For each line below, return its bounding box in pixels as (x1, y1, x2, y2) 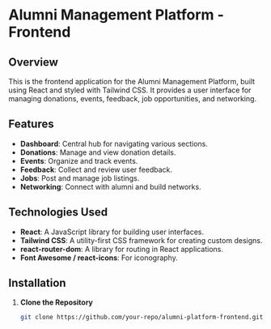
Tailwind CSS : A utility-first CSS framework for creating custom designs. (19, 235, 263, 245)
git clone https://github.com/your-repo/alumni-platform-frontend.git (19, 314, 264, 322)
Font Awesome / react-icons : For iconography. (19, 253, 178, 263)
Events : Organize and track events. (19, 156, 138, 165)
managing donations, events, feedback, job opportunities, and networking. (8, 94, 257, 103)
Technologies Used (8, 205, 108, 220)
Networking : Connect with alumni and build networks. (19, 182, 201, 191)
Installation (8, 276, 66, 290)
